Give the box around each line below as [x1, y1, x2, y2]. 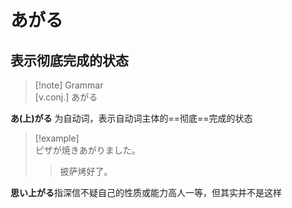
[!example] [34, 132, 80, 144]
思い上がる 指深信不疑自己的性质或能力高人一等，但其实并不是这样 [10, 187, 282, 198]
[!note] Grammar [34, 79, 104, 91]
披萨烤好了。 [59, 166, 113, 177]
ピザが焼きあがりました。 [34, 144, 141, 156]
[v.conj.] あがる [34, 91, 98, 103]
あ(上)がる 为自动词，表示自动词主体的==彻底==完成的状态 [10, 112, 253, 124]
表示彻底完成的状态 [10, 52, 129, 69]
